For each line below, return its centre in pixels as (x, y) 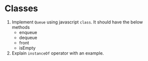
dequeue (28, 38)
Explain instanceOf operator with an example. (58, 53)
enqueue (28, 32)
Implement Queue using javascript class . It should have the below (77, 22)
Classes (21, 9)
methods (21, 27)
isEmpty (27, 48)
